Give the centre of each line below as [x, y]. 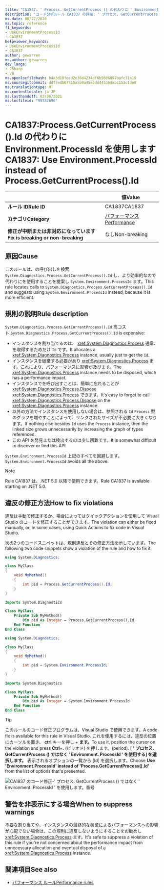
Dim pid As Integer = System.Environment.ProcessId [76, 701]
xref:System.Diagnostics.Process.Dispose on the [61, 400]
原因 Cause [21, 256]
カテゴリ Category [29, 219]
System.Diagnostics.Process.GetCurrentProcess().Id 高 [61, 327]
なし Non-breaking [126, 234]
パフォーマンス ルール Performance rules [53, 882]
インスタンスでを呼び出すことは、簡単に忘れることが [66, 383]
